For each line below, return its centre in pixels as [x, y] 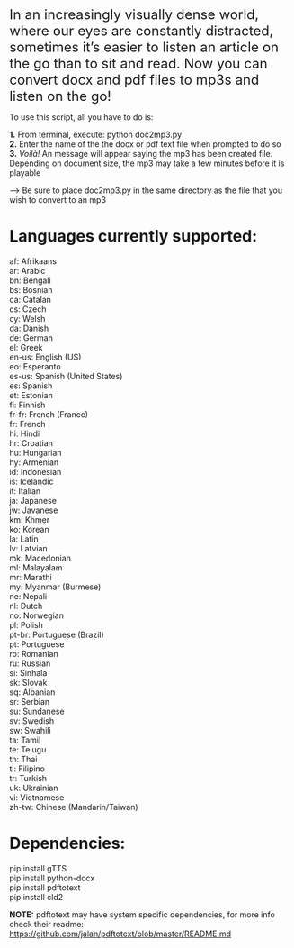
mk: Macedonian [40, 558]
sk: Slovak [28, 682]
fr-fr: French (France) [49, 414]
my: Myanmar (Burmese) [55, 587]
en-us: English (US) [45, 357]
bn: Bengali [30, 280]
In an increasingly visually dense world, [134, 15]
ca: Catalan [31, 299]
